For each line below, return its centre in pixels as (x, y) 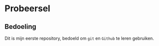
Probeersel (27, 9)
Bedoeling (20, 27)
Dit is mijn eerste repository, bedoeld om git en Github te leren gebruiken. (79, 38)
